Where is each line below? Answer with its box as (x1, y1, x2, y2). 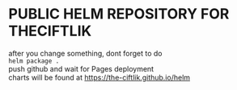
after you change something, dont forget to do (8, 48, 163, 58)
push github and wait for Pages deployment (8, 63, 154, 73)
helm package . (8, 57, 60, 65)
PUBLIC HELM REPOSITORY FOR (8, 5, 230, 23)
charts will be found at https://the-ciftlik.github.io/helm (8, 72, 191, 82)
